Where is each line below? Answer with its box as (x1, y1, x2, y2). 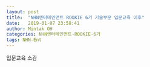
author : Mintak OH (6, 25, 53, 32)
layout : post (6, 8, 39, 15)
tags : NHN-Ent (6, 37, 42, 43)
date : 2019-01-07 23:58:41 (6, 20, 80, 26)
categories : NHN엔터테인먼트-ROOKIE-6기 (6, 31, 101, 37)
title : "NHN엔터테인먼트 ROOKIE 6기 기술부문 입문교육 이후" (6, 14, 145, 21)
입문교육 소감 (6, 54, 37, 61)
